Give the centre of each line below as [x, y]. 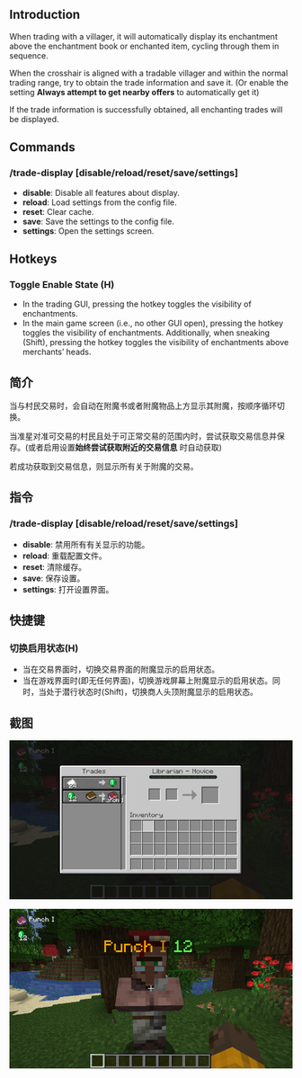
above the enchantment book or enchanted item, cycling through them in [144, 46]
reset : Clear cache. [58, 211]
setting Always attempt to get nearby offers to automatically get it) [134, 92]
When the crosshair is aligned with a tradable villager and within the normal [149, 73]
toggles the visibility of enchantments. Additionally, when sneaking [146, 333]
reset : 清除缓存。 [54, 566]
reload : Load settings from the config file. [99, 202]
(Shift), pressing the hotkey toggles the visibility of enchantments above [155, 343]
